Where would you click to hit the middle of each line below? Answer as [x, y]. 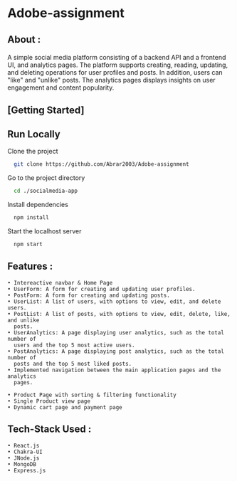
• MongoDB [22, 464]
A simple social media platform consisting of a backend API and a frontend [117, 58]
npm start [28, 244]
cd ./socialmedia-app [46, 191]
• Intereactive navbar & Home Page [60, 282]
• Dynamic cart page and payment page [65, 407]
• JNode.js [23, 458]
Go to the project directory [46, 178]
